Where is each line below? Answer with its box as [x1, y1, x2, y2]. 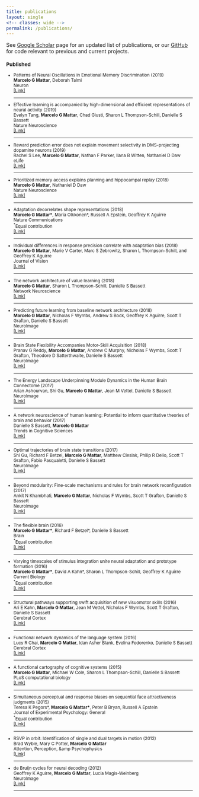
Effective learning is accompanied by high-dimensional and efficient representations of [13, 102, 191, 108]
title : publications [6, 8, 57, 15]
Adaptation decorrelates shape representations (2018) [13, 207, 124, 213]
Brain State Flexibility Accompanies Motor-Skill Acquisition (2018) [13, 342, 147, 349]
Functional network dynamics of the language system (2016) [13, 635, 137, 640]
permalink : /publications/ [6, 25, 73, 31]
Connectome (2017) [13, 382, 54, 388]
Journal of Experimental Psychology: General [13, 710, 105, 716]
